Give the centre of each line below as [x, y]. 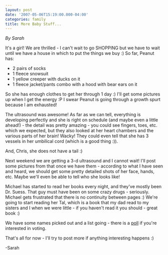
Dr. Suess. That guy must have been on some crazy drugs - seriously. [77, 192]
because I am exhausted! [31, 105]
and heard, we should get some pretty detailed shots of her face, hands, [80, 172]
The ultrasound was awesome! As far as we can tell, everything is [73, 115]
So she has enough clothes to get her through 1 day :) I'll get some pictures [83, 94]
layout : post [19, 10]
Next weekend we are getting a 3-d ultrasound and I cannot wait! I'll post [80, 161]
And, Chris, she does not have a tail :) [44, 151]
